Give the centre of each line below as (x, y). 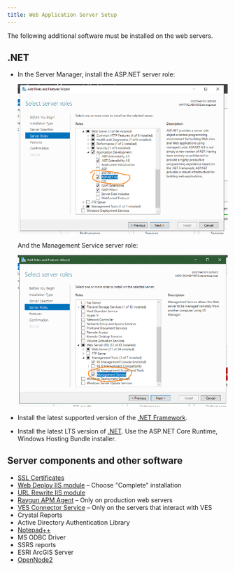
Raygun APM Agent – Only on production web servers (95, 500)
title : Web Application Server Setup (62, 15)
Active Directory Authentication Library (74, 522)
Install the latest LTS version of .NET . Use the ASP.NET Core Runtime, (117, 431)
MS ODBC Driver (42, 537)
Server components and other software (95, 461)
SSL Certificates (41, 478)
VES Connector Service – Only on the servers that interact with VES (115, 507)
